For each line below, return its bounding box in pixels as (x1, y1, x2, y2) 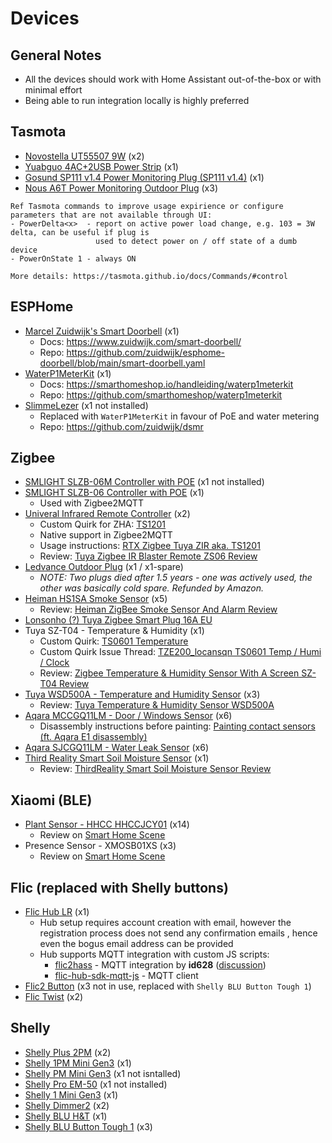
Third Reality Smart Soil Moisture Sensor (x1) (24, 752, 210, 764)
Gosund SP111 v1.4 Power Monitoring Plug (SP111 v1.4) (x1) (24, 171, 265, 183)
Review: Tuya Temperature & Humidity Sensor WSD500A (39, 699, 275, 711)
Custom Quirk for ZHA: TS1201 (39, 518, 167, 531)
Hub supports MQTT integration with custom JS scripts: (39, 948, 270, 961)
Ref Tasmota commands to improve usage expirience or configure (10, 201, 284, 211)
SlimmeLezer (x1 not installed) (24, 399, 149, 411)
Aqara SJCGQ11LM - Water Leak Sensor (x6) (24, 742, 209, 754)
